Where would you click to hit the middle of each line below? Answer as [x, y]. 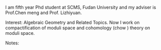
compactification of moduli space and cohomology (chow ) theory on [78, 28]
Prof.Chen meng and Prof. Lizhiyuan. [44, 13]
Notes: [12, 43]
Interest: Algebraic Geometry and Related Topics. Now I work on [72, 22]
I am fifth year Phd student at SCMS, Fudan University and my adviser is [81, 7]
